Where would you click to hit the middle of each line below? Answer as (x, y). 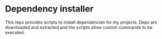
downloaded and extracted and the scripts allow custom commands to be (79, 27)
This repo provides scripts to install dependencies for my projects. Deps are (81, 22)
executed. (15, 32)
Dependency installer (49, 9)
